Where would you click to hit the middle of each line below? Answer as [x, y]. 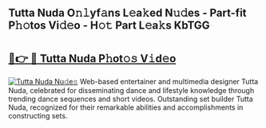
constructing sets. [38, 116]
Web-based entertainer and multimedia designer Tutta [169, 81]
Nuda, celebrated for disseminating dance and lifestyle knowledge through [131, 90]
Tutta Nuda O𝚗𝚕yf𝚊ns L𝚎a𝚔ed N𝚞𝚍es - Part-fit [127, 13]
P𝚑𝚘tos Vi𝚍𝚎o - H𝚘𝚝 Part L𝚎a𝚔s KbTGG [109, 26]
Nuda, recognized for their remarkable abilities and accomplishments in [126, 107]
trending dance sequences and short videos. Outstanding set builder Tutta [131, 99]
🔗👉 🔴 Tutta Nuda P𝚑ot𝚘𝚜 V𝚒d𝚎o [92, 58]
